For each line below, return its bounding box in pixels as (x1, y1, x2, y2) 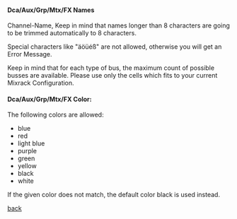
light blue (17, 139, 45, 148)
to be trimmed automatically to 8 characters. (7, 29, 137, 37)
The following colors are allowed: (7, 110, 104, 119)
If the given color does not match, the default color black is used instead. (7, 191, 221, 199)
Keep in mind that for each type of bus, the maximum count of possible (7, 64, 214, 72)
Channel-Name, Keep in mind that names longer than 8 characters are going (7, 21, 230, 30)
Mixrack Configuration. (7, 78, 74, 88)
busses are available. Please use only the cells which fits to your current (7, 71, 218, 80)
